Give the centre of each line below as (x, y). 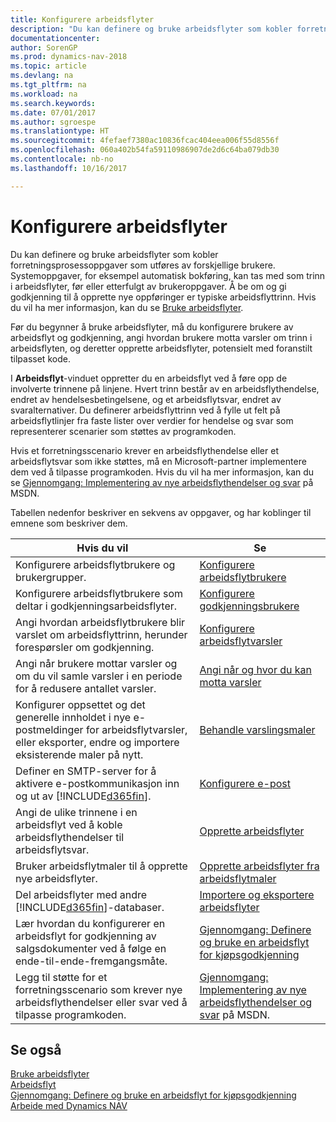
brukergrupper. (51, 577)
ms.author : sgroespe (53, 122)
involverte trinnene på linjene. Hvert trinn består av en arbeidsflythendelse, (165, 388)
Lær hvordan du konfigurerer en (90, 923)
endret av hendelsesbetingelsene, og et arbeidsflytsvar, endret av (146, 399)
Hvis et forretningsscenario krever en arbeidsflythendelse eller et (144, 450)
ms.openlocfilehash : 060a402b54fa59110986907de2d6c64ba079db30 (145, 150)
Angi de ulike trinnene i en (76, 812)
